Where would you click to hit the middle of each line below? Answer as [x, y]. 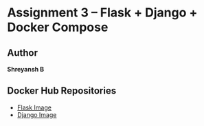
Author [22, 53]
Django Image [37, 114]
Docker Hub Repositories [62, 91]
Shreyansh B [26, 69]
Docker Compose [58, 27]
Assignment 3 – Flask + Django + [102, 13]
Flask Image [34, 107]
